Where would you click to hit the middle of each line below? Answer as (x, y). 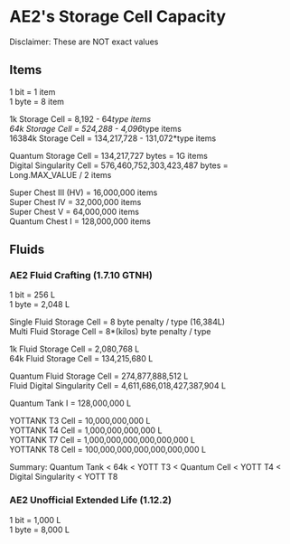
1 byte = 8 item (37, 101)
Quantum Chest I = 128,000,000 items (80, 221)
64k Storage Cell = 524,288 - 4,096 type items (96, 128)
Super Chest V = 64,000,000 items (75, 211)
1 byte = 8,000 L (40, 530)
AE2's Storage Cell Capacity (118, 17)
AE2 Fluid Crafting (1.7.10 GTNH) (81, 276)
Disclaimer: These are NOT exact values (84, 42)
